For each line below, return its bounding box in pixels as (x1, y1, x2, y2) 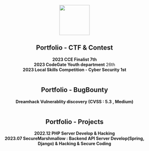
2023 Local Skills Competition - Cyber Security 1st (23, 67, 126, 72)
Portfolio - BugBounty (41, 86, 108, 94)
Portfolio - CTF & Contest (36, 43, 113, 52)
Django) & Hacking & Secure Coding (37, 141, 112, 147)
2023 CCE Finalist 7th (52, 56, 97, 62)
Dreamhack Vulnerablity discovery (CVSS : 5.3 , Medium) (15, 98, 134, 104)
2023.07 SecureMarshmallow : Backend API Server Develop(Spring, (4, 136, 145, 141)
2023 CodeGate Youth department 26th (33, 61, 116, 67)
